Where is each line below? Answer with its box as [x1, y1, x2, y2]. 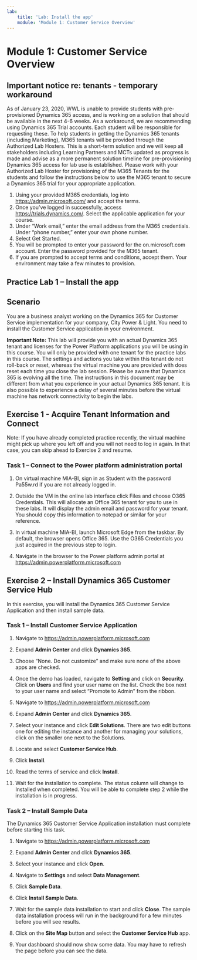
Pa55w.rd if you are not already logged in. [15, 481, 117, 488]
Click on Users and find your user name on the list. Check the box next [15, 681, 187, 688]
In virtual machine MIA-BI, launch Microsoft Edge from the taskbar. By [15, 529, 184, 536]
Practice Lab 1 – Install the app [6, 277, 119, 287]
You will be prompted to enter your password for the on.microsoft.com [15, 241, 185, 248]
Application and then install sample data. [6, 607, 105, 614]
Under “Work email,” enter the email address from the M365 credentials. [15, 222, 190, 229]
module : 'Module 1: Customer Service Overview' [17, 19, 135, 25]
